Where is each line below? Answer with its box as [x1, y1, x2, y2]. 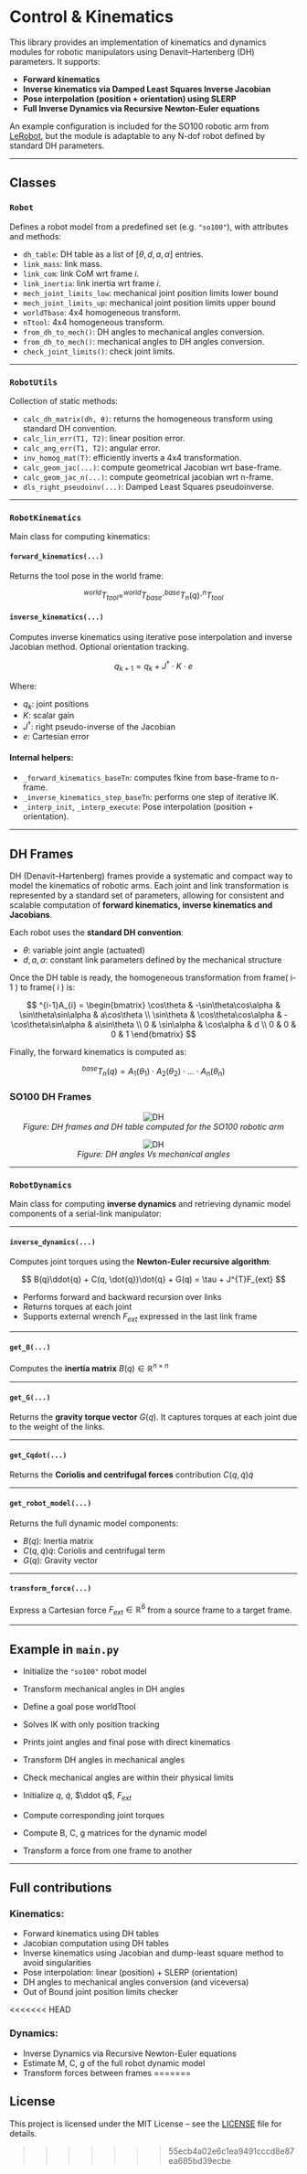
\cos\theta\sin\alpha [10, 1019, 86, 1029]
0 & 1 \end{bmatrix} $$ [111, 1028, 196, 1039]
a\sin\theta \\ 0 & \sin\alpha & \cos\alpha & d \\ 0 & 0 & [94, 1019, 297, 1029]
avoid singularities [22, 1957, 91, 1968]
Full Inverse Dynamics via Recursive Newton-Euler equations [22, 102, 260, 113]
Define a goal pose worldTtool [22, 1700, 136, 1711]
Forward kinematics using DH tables [22, 1928, 160, 1939]
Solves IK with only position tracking [22, 1719, 160, 1730]
